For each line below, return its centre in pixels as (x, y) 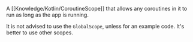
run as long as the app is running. (47, 15)
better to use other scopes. (40, 33)
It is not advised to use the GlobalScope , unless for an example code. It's (95, 26)
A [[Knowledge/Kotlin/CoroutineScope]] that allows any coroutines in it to (97, 9)
